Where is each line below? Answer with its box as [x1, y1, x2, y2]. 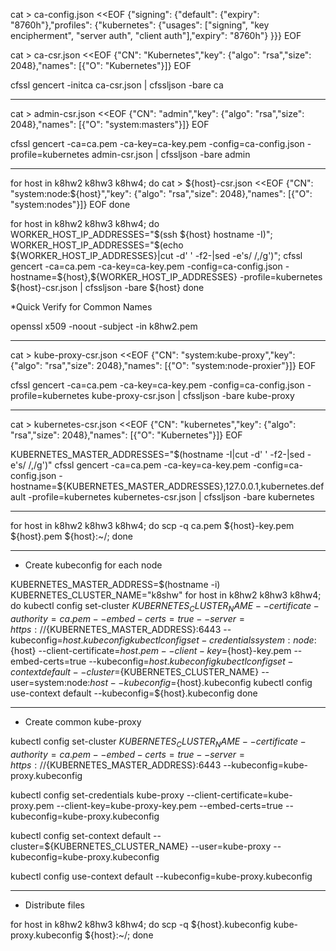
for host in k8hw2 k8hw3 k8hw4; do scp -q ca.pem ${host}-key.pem [10, 520, 295, 531]
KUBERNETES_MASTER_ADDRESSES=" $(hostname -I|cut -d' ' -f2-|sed [10, 449, 305, 460]
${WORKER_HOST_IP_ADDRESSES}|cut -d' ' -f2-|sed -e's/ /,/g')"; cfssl [10, 250, 303, 261]
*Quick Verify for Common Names [10, 301, 153, 313]
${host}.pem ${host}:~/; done [10, 530, 133, 542]
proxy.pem [10, 799, 55, 811]
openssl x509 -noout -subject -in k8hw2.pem [10, 320, 198, 332]
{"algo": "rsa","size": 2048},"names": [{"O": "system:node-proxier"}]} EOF [10, 360, 317, 371]
